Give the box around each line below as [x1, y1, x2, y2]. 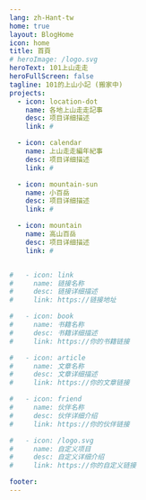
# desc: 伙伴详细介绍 [9, 411, 99, 420]
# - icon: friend [9, 395, 82, 404]
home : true [9, 22, 50, 31]
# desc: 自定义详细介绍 [9, 452, 105, 462]
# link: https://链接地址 [9, 295, 116, 305]
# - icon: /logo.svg [9, 436, 94, 445]
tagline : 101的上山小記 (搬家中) [9, 80, 124, 89]
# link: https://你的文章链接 [9, 378, 130, 387]
